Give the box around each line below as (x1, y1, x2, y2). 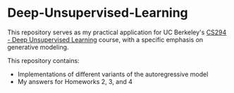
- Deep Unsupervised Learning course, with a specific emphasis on (7, 35, 204, 43)
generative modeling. (7, 43, 69, 51)
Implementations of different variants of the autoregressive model (17, 70, 209, 78)
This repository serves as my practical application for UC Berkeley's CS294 (7, 28, 227, 36)
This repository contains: (7, 56, 80, 64)
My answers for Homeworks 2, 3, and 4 (17, 77, 133, 85)
